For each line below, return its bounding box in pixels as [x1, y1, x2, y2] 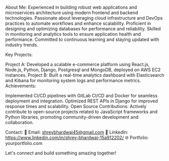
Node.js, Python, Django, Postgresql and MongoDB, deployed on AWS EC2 [5, 67, 161, 73]
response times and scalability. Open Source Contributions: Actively [5, 103, 147, 109]
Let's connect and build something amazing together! [5, 150, 117, 156]
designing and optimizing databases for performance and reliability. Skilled [5, 26, 161, 32]
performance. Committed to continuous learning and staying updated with [5, 36, 159, 42]
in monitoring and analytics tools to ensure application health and [5, 31, 141, 37]
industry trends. [5, 42, 38, 47]
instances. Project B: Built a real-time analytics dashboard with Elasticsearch [5, 72, 164, 78]
